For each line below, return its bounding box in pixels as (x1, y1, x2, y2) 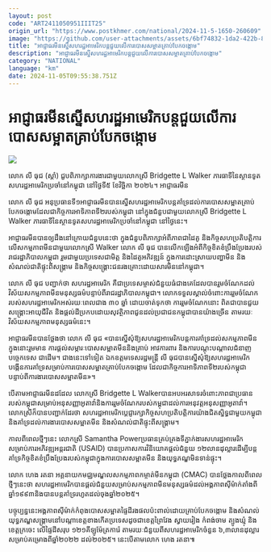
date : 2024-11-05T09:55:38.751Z (8, 72, 117, 80)
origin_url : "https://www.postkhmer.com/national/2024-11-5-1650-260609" (8, 27, 262, 35)
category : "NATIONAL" (8, 57, 81, 65)
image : (8, 34, 31, 43)
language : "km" (8, 65, 60, 73)
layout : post (8, 11, 52, 20)
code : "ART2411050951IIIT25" (8, 19, 106, 27)
